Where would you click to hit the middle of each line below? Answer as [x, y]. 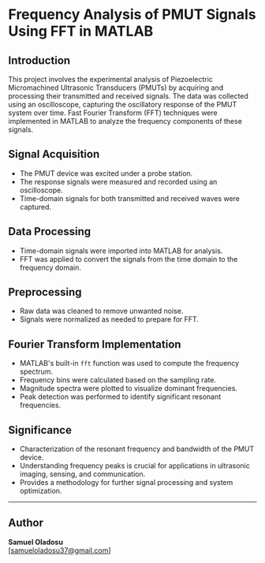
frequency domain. [50, 267]
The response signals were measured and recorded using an [118, 181]
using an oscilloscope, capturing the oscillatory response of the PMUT [123, 104]
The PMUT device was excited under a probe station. [106, 173]
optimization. [41, 491]
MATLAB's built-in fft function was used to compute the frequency [129, 364]
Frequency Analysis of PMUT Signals [132, 15]
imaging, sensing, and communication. [82, 474]
